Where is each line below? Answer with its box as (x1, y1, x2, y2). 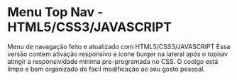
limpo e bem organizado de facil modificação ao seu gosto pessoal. (7, 65, 206, 73)
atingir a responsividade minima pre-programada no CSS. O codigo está (7, 57, 219, 65)
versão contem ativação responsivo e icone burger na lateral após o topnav (7, 50, 228, 58)
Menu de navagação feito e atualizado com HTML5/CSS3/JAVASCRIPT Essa (7, 42, 231, 51)
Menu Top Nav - (7, 4, 104, 20)
